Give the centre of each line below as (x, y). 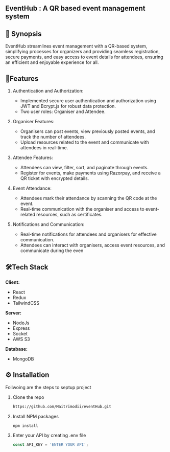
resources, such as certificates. (70, 215)
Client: (13, 282)
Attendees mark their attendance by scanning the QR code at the (89, 198)
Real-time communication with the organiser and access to (82, 209)
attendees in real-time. (44, 148)
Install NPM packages (35, 416)
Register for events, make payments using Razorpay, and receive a (90, 173)
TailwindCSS (26, 303)
